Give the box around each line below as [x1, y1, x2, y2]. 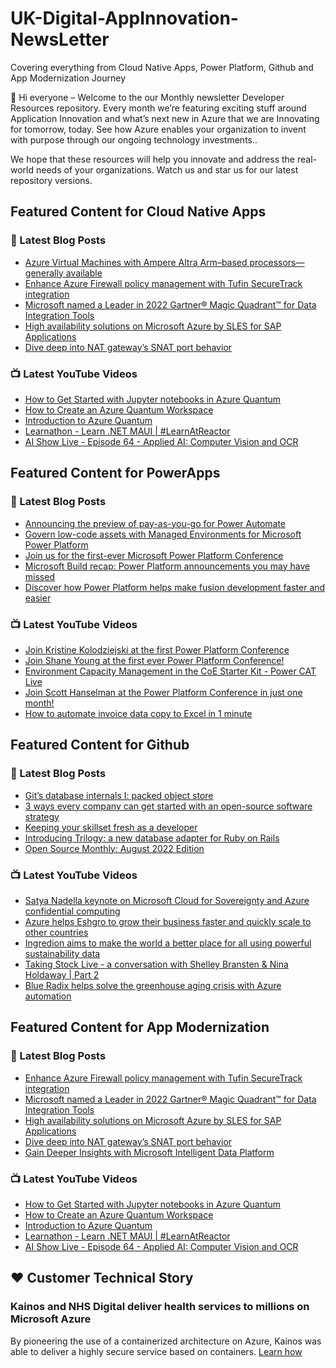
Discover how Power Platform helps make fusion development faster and [24, 581, 326, 593]
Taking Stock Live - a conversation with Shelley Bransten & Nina [24, 958, 289, 970]
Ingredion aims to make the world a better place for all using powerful [24, 937, 312, 949]
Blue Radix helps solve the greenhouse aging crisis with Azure [24, 979, 282, 991]
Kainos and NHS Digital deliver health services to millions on [10, 1300, 310, 1314]
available [65, 267, 103, 279]
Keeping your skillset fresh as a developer [24, 821, 198, 833]
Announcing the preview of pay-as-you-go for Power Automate [24, 517, 287, 529]
